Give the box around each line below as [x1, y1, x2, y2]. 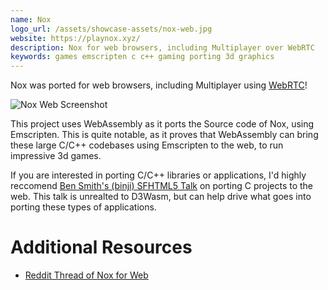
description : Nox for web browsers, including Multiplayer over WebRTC [10, 42, 315, 53]
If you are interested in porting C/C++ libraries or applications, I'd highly [10, 169, 307, 181]
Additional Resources [10, 236, 193, 259]
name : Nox [10, 14, 52, 25]
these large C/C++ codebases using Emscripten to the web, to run [10, 139, 284, 151]
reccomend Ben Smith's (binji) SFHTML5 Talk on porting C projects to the [10, 180, 314, 192]
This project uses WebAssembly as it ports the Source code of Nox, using [10, 118, 315, 130]
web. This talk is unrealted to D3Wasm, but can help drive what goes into [10, 191, 312, 203]
